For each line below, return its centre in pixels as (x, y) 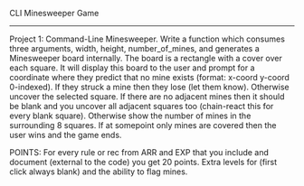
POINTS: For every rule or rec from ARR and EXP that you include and (139, 152)
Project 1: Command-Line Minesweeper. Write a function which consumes (147, 39)
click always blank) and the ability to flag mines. (99, 172)
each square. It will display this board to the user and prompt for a (132, 68)
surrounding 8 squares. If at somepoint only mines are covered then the (143, 125)
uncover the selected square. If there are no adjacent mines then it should (147, 97)
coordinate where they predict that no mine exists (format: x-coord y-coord (149, 77)
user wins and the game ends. (66, 135)
